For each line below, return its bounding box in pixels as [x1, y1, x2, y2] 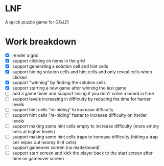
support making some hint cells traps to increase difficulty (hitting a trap [12, 134, 158, 140]
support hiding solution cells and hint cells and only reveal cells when [12, 69, 153, 75]
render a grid [12, 52, 39, 58]
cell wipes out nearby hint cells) [12, 139, 77, 145]
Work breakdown [5, 36, 77, 47]
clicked [12, 74, 27, 81]
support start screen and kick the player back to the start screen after [12, 150, 153, 156]
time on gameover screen [12, 155, 64, 161]
